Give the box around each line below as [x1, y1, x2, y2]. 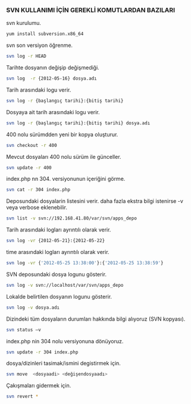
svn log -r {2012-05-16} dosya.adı [6, 76, 97, 82]
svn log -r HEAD [6, 54, 46, 59]
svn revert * [6, 393, 39, 400]
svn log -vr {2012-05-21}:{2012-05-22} [6, 238, 105, 244]
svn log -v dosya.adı [6, 304, 60, 311]
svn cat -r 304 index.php [6, 187, 70, 193]
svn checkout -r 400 [6, 142, 58, 148]
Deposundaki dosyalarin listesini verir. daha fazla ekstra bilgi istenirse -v [6, 198, 183, 205]
